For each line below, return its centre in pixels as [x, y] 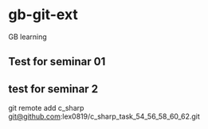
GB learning [28, 37]
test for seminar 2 [53, 89]
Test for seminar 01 [57, 62]
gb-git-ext [43, 15]
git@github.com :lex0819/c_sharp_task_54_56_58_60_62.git [104, 116]
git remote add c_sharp [46, 108]
